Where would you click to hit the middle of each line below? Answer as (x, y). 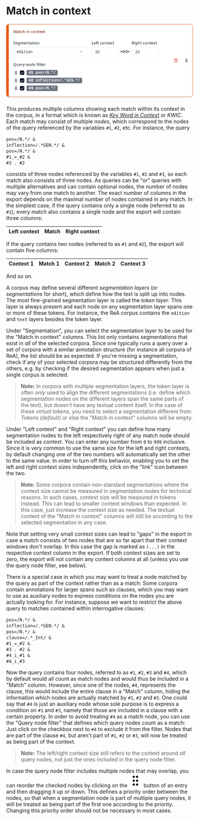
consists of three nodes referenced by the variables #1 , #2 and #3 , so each (97, 174)
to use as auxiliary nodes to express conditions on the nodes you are (90, 596)
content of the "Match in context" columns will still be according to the (107, 516)
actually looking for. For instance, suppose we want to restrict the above (94, 602)
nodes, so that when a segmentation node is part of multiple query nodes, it (99, 798)
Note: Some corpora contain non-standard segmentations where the (105, 485)
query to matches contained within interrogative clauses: (76, 608)
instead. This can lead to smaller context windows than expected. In (104, 504)
